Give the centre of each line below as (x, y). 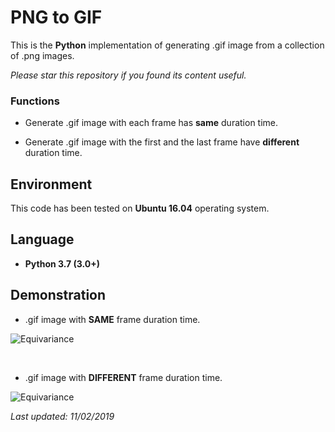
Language (42, 239)
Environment (51, 184)
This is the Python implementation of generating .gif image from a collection (167, 45)
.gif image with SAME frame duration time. (112, 319)
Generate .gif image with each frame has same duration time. (151, 123)
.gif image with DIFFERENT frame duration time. (123, 377)
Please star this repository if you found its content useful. (128, 75)
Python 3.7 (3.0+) (62, 263)
